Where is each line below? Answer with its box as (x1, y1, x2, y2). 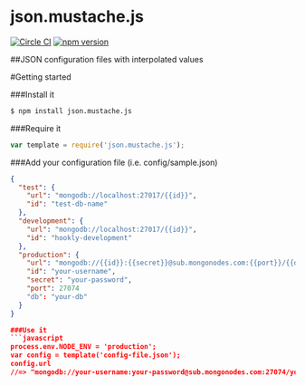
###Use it (10, 325, 48, 334)
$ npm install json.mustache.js (10, 106, 132, 115)
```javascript (10, 333, 64, 343)
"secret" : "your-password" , (26, 275, 132, 285)
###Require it (10, 122, 62, 133)
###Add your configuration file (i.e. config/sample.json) (10, 157, 218, 168)
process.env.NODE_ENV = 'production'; (10, 343, 157, 352)
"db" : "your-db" (26, 292, 89, 301)
